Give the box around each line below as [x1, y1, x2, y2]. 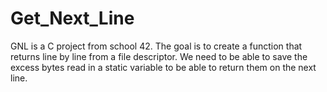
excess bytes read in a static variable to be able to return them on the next [10, 61, 317, 73]
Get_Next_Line [10, 7, 135, 30]
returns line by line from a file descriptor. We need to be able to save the [10, 50, 308, 62]
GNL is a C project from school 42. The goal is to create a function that [10, 40, 303, 52]
